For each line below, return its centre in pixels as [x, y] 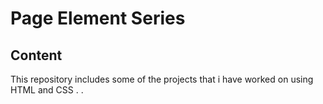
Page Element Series [98, 18]
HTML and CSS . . [47, 90]
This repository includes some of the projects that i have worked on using [162, 79]
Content [36, 55]
